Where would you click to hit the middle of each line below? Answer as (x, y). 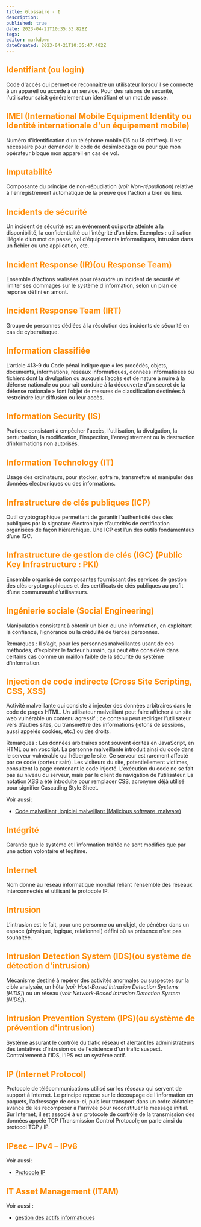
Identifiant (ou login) (45, 70)
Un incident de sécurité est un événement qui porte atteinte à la (85, 226)
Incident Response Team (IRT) (64, 311)
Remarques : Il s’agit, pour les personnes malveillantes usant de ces (90, 644)
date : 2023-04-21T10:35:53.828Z (47, 29)
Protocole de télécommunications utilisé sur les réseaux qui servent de (94, 1089)
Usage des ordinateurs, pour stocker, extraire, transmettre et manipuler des (100, 477)
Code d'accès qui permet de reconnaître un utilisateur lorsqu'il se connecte (100, 84)
